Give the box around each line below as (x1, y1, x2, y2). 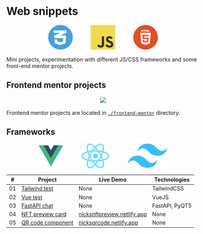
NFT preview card (21, 211, 67, 218)
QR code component (21, 219, 74, 227)
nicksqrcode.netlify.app (79, 219, 139, 227)
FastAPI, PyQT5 (152, 201, 192, 209)
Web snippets (6, 4, 79, 18)
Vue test (21, 193, 43, 201)
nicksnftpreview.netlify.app (79, 211, 147, 218)
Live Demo (99, 176, 127, 184)
